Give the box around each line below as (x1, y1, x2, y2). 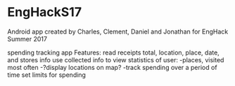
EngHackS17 (7, 4, 82, 20)
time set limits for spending (7, 71, 87, 79)
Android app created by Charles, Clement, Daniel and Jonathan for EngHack (7, 27, 229, 36)
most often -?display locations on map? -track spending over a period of (7, 63, 217, 71)
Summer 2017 (7, 34, 48, 43)
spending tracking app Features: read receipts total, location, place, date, (7, 48, 220, 57)
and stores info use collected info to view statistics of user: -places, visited (7, 55, 224, 64)
